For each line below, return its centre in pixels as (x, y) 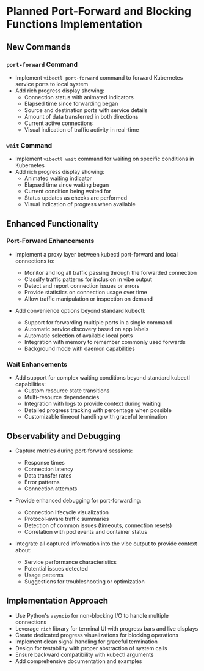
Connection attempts (51, 489)
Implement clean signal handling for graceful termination (86, 642)
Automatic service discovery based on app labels (86, 329)
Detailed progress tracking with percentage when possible (98, 410)
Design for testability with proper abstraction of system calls (91, 648)
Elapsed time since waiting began (67, 185)
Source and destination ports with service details (86, 110)
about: (23, 550)
